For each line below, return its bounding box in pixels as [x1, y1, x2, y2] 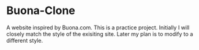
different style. [6, 37, 43, 44]
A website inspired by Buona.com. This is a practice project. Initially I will [6, 24, 190, 31]
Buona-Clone [6, 4, 75, 18]
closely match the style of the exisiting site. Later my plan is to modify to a [6, 30, 193, 37]
